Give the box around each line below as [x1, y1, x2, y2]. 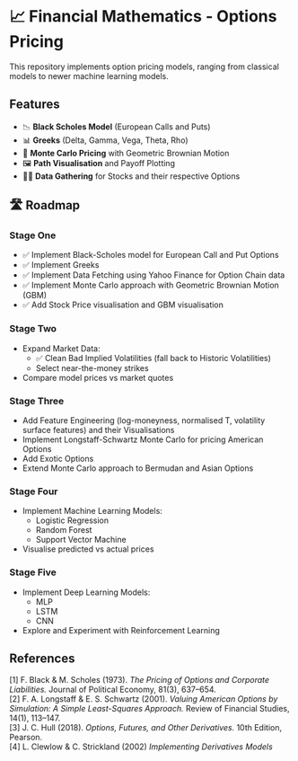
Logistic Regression [35, 515, 110, 526]
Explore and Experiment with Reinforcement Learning [22, 624, 220, 635]
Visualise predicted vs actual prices [22, 544, 154, 554]
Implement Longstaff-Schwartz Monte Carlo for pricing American [22, 434, 264, 445]
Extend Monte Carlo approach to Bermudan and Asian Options [22, 463, 254, 473]
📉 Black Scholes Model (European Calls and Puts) [22, 121, 211, 132]
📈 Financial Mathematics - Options [9, 6, 277, 27]
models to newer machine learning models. [9, 70, 169, 81]
